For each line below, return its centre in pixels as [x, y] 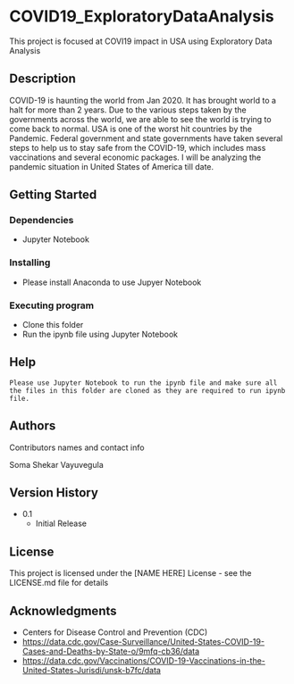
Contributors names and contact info [77, 447]
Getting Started [53, 195]
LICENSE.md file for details [59, 583]
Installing [30, 263]
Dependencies [42, 221]
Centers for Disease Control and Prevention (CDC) [115, 632]
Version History [54, 493]
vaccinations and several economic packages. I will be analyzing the [135, 157]
